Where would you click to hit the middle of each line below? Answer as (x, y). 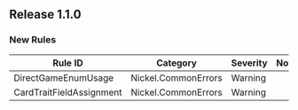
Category (177, 63)
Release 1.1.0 (45, 15)
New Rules (33, 40)
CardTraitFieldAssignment (68, 92)
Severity (249, 63)
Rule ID (68, 63)
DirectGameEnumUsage (64, 77)
